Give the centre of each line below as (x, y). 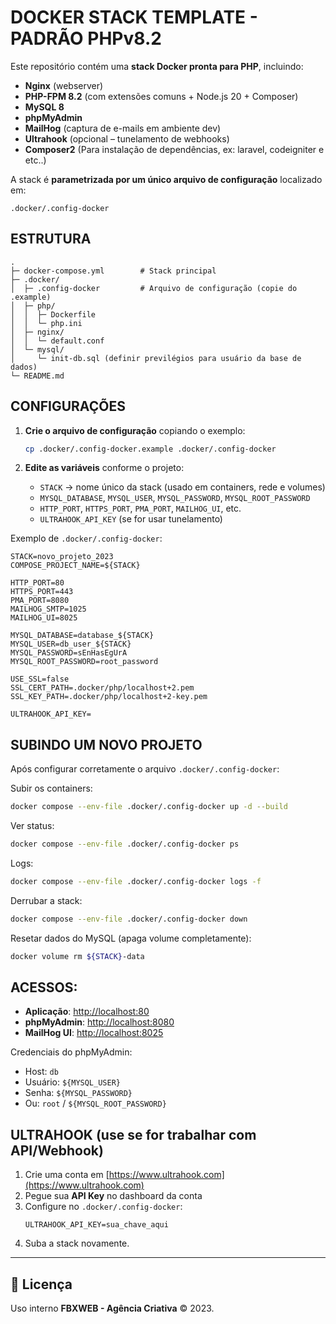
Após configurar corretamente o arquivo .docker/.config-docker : (145, 769)
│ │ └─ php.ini (46, 323)
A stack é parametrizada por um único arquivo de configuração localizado (166, 179)
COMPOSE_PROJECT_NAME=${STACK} (75, 566)
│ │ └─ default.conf (57, 341)
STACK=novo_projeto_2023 (62, 557)
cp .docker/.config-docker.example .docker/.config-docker (150, 449)
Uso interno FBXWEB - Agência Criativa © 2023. (112, 1308)
